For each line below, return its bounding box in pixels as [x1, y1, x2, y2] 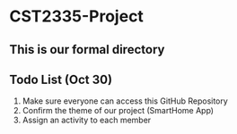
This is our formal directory [9, 42, 165, 57]
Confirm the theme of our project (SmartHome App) [22, 105, 214, 116]
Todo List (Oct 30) [9, 71, 113, 87]
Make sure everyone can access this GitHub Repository [22, 96, 229, 106]
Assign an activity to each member [22, 114, 152, 126]
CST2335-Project [9, 6, 144, 27]
